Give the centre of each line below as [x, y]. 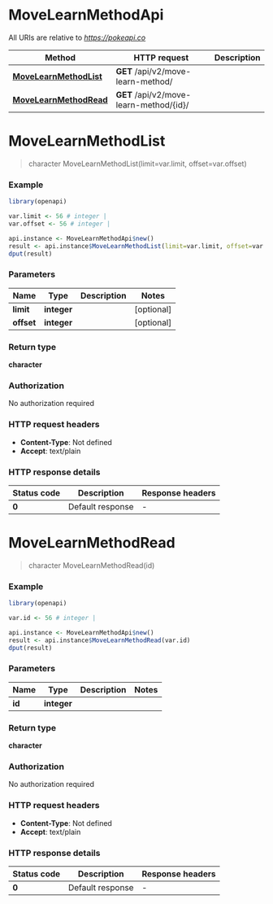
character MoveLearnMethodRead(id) [91, 565]
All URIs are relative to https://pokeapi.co [77, 37]
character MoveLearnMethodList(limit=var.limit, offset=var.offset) [138, 164]
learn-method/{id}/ [152, 105]
